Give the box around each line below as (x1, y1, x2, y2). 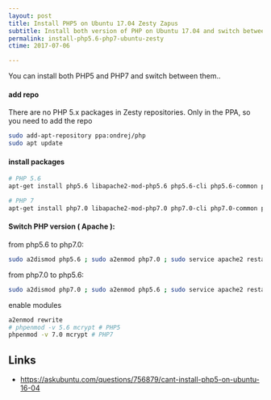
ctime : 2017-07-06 (8, 42, 70, 50)
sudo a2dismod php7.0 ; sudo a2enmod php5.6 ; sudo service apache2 (8, 285, 244, 293)
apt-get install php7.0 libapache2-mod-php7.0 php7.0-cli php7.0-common (8, 204, 258, 213)
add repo (8, 90, 40, 99)
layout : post (8, 11, 52, 20)
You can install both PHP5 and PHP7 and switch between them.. (8, 71, 221, 81)
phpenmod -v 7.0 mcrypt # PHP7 (8, 331, 114, 339)
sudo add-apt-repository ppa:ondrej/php (8, 132, 147, 140)
